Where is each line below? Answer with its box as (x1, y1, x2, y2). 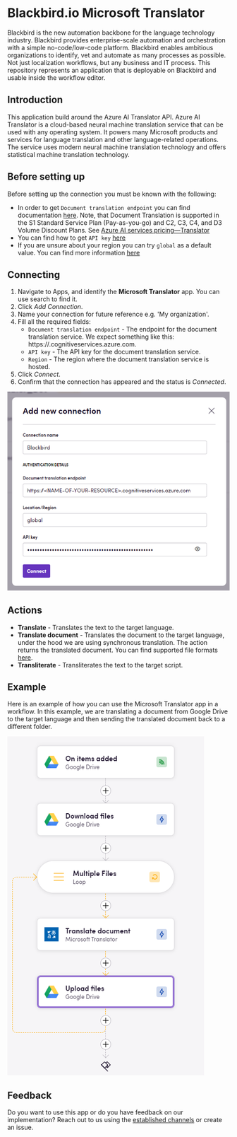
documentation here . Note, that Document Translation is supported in (17, 211, 220, 219)
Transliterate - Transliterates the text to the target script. (17, 660, 183, 669)
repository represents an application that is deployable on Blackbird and (7, 66, 217, 74)
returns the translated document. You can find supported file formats (17, 646, 219, 654)
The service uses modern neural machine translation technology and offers (7, 143, 226, 151)
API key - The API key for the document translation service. (28, 348, 201, 356)
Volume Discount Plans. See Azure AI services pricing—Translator (17, 226, 210, 234)
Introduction (7, 94, 63, 106)
